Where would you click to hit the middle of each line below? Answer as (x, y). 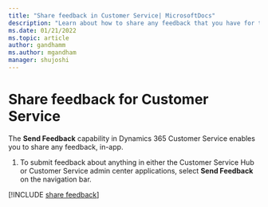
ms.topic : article (39, 38)
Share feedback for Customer (108, 100)
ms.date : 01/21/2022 (43, 30)
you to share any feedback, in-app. (66, 146)
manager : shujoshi (39, 61)
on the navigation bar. (55, 179)
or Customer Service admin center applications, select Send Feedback (136, 170)
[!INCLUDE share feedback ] (54, 194)
